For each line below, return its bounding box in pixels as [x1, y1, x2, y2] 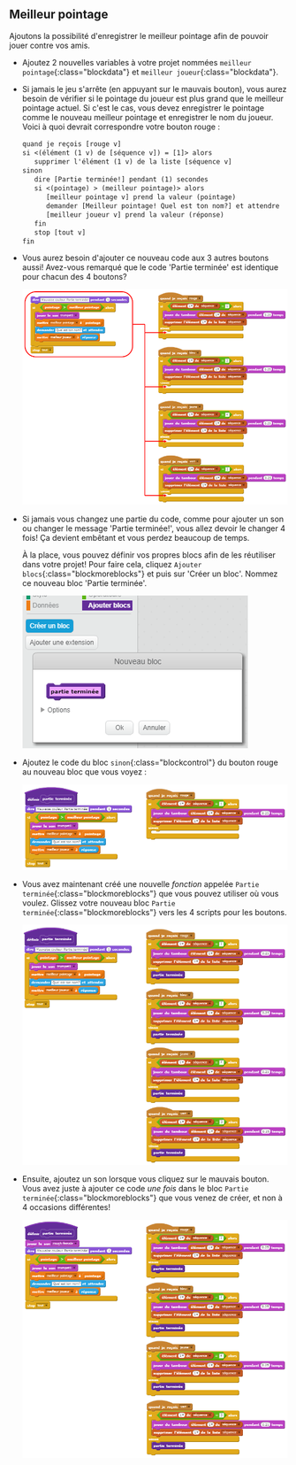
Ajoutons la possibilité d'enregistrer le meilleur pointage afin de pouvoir [9, 30, 269, 41]
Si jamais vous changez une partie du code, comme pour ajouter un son [21, 513, 285, 524]
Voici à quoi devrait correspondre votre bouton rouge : [21, 121, 221, 132]
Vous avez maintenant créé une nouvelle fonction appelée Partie [21, 879, 260, 890]
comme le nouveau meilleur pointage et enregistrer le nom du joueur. [21, 112, 274, 122]
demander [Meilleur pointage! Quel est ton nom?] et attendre [45, 201, 280, 211]
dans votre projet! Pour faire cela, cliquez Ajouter [21, 559, 202, 569]
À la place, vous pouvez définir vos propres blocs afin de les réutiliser [21, 549, 277, 560]
